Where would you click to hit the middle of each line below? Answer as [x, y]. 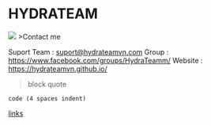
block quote [47, 84]
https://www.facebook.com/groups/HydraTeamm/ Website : [105, 60]
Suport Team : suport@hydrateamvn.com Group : [89, 51]
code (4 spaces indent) [47, 98]
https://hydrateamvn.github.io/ [58, 69]
